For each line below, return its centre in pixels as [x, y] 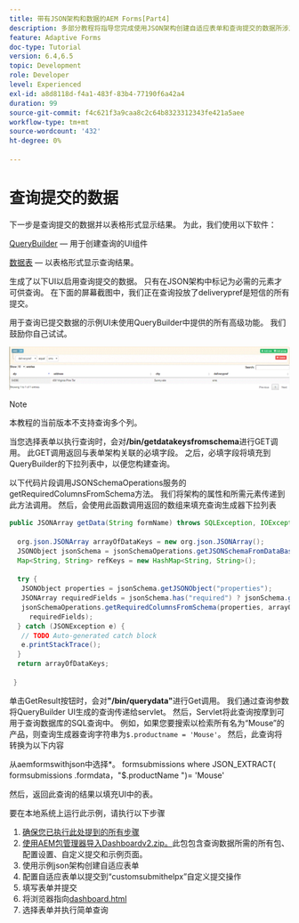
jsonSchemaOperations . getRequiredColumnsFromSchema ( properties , [143, 607]
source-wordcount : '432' [55, 132]
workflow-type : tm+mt [49, 122]
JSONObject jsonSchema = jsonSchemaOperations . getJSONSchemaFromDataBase [157, 551]
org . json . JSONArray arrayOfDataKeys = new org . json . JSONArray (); [141, 542]
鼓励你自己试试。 [40, 333]
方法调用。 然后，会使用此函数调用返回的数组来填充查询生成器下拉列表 [146, 505]
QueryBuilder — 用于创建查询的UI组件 [79, 243]
